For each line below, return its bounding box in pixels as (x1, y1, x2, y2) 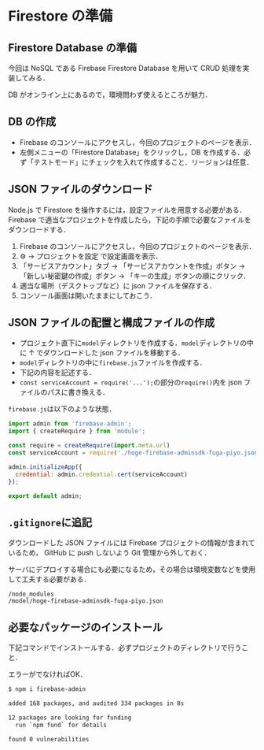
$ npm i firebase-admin (8, 685, 86, 693)
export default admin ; (8, 492, 82, 500)
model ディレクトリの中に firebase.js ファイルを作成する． (19, 358, 207, 367)
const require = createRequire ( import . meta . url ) (8, 442, 170, 450)
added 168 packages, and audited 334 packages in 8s (8, 699, 185, 707)
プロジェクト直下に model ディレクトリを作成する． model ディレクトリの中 (19, 338, 254, 347)
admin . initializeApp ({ (8, 462, 82, 471)
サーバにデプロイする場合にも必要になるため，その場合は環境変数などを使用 (8, 565, 256, 574)
